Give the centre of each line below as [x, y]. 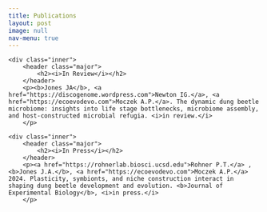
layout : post [30, 23]
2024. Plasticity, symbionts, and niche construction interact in [121, 179]
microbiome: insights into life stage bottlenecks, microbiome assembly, [134, 109]
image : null [28, 30]
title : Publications [43, 16]
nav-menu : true [34, 38]
